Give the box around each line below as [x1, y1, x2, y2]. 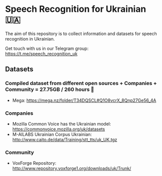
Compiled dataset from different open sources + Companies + [5, 80, 157, 87]
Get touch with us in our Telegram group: [5, 45, 89, 51]
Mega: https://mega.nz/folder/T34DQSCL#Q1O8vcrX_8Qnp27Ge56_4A [12, 97, 157, 103]
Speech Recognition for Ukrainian [5, 3, 147, 15]
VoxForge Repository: [12, 160, 57, 166]
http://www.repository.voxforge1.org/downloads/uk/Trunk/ [12, 166, 131, 172]
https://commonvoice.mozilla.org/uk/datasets [12, 126, 105, 132]
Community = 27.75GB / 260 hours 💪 [5, 86, 95, 93]
